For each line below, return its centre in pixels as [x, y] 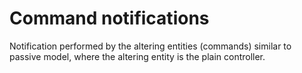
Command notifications [109, 18]
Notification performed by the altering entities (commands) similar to [150, 46]
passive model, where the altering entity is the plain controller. [137, 56]
